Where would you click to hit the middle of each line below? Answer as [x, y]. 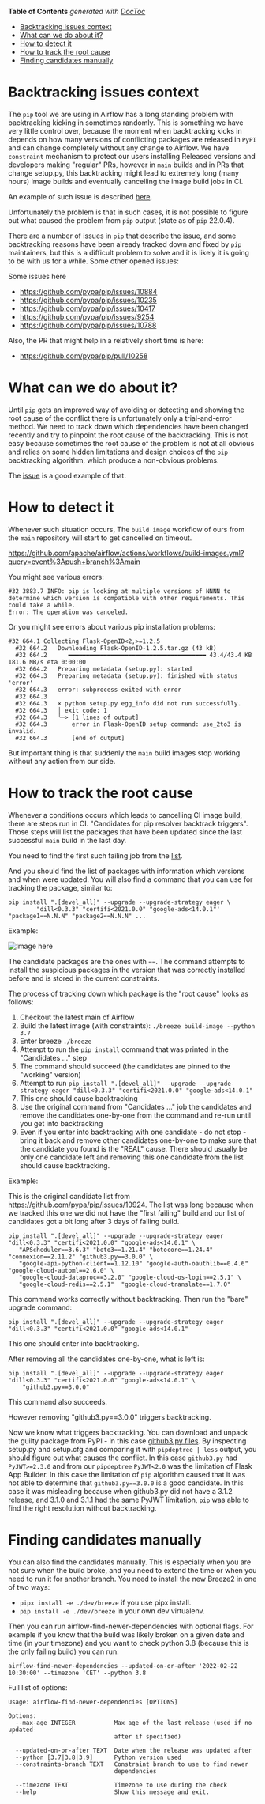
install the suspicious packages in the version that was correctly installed [127, 970]
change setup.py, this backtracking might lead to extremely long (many [123, 172]
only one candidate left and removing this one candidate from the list [131, 1157]
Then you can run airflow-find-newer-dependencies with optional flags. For [131, 1626]
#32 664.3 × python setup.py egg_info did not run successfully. [129, 703]
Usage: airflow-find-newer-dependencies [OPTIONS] [93, 1702]
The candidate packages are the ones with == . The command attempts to [127, 961]
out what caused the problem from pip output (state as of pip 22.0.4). [121, 220]
